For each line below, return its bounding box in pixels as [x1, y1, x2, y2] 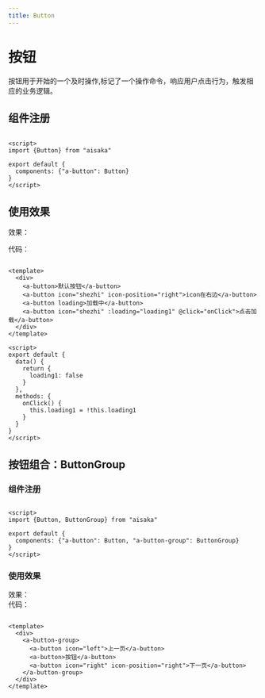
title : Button [8, 11, 56, 20]
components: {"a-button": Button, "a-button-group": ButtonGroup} [15, 536, 240, 544]
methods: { [15, 393, 52, 401]
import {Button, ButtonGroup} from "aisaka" [8, 516, 158, 523]
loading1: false [29, 372, 83, 380]
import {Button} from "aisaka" [8, 147, 112, 155]
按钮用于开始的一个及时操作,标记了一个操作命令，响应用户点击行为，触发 [8, 76, 248, 86]
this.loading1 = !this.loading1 [29, 406, 136, 415]
